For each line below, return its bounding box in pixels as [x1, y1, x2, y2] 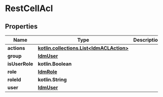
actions [7, 45, 25, 51]
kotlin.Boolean [38, 61, 72, 67]
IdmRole [38, 68, 57, 75]
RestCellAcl [5, 3, 53, 14]
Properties [5, 22, 38, 31]
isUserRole [7, 61, 33, 67]
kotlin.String [38, 76, 67, 83]
